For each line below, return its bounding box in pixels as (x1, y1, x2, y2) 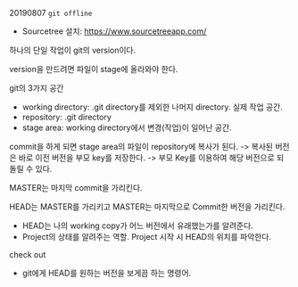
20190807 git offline (9, 8, 93, 18)
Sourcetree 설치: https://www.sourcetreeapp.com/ (21, 26, 207, 37)
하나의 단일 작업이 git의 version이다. (9, 45, 137, 55)
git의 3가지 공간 (9, 83, 64, 93)
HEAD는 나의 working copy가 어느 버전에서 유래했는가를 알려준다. (21, 220, 254, 231)
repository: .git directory (21, 111, 112, 122)
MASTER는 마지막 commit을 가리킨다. (9, 183, 143, 193)
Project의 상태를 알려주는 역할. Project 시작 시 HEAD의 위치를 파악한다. (21, 232, 272, 242)
